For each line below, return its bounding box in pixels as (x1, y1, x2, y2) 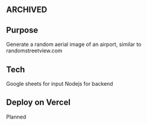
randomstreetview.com (6, 47, 63, 54)
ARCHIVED (6, 5, 47, 15)
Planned (6, 113, 27, 120)
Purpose (6, 25, 39, 35)
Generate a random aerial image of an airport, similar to (6, 41, 142, 48)
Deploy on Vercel (6, 98, 71, 108)
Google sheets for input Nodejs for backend (6, 80, 114, 87)
